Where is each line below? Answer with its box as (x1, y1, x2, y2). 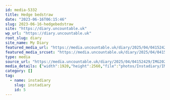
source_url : (5, 59, 30, 64)
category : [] (5, 69, 33, 74)
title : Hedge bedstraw (5, 12, 53, 17)
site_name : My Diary (5, 40, 49, 45)
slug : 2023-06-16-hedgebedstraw (5, 21, 73, 27)
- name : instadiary (10, 78, 51, 83)
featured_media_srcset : (5, 49, 56, 55)
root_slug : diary (5, 36, 42, 41)
